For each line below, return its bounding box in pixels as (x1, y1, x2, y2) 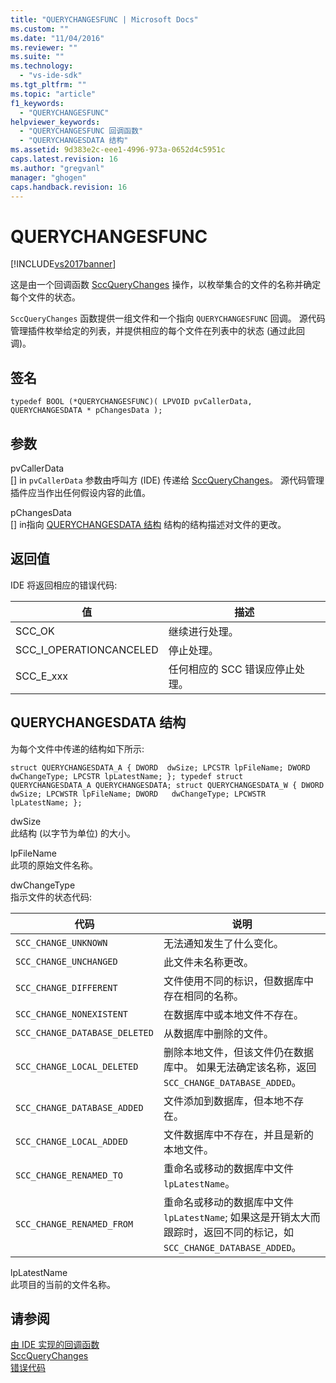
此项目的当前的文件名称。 (10, 1278, 116, 1290)
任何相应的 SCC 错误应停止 (168, 662, 295, 676)
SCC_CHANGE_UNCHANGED (15, 956, 118, 967)
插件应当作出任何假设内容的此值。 (10, 486, 151, 498)
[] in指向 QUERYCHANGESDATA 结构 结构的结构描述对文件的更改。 (10, 518, 287, 530)
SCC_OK (15, 624, 55, 638)
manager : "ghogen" (10, 172, 87, 183)
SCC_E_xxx (15, 669, 68, 683)
